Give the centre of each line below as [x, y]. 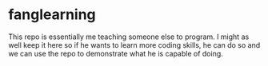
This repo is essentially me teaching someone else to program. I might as [129, 37]
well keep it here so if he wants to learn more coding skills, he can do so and [134, 45]
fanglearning [52, 15]
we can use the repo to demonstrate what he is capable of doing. [116, 53]
